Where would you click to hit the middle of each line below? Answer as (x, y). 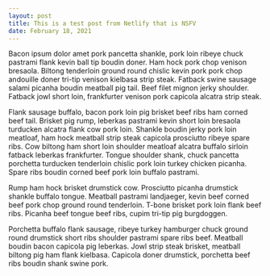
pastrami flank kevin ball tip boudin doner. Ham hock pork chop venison (128, 62)
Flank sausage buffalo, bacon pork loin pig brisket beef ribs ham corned (128, 112)
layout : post (30, 16)
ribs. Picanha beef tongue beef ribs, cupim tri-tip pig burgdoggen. (118, 214)
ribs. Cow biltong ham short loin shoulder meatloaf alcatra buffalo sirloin (128, 147)
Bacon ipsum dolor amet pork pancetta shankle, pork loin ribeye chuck (126, 54)
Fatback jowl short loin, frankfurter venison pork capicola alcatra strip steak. (135, 97)
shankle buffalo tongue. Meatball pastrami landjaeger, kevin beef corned (129, 197)
